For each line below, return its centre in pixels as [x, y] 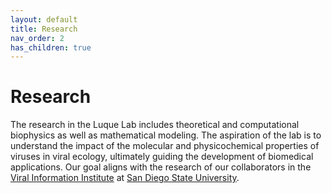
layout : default [44, 19]
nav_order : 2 [37, 38]
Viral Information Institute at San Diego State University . [125, 178]
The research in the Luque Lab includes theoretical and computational [155, 125]
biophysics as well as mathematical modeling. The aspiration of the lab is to [166, 135]
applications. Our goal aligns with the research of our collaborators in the [161, 167]
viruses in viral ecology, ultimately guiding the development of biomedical [162, 157]
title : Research [44, 29]
